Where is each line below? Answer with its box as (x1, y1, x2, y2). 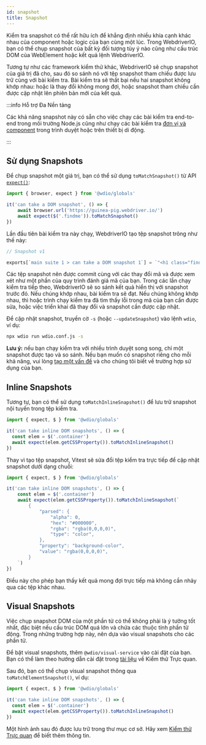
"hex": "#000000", (50, 520, 97, 526)
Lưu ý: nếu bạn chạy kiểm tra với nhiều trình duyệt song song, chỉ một (6, 345, 184, 352)
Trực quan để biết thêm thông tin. (6, 731, 91, 739)
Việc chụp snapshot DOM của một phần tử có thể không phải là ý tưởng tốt (6, 617, 196, 625)
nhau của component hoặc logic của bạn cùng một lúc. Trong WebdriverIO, (6, 38, 197, 45)
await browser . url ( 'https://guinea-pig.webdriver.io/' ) (17, 207, 164, 214)
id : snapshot (6, 9, 40, 15)
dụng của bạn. (6, 364, 43, 372)
